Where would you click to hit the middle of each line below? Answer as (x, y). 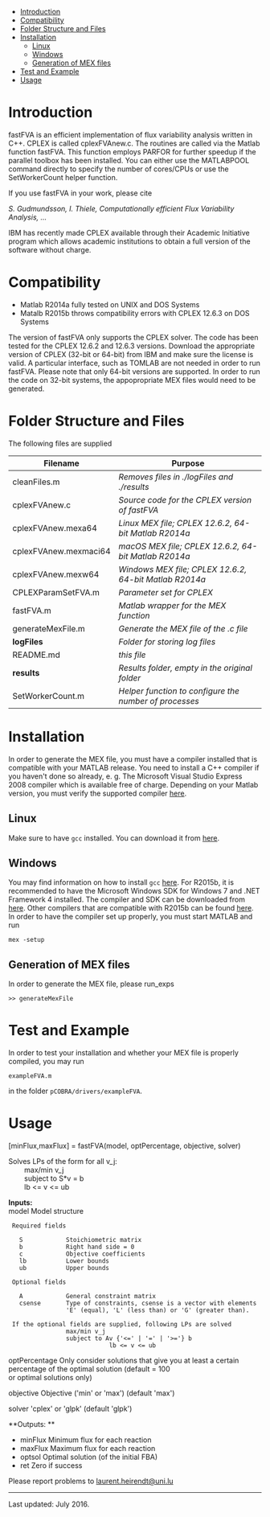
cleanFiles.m (36, 482)
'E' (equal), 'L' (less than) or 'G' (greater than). (157, 1310)
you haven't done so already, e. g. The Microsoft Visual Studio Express (125, 776)
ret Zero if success (51, 1466)
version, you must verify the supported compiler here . (98, 793)
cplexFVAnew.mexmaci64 (61, 551)
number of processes (159, 701)
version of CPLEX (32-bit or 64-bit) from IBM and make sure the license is (131, 354)
